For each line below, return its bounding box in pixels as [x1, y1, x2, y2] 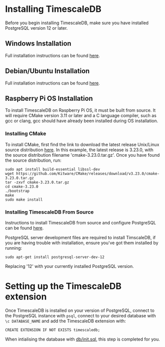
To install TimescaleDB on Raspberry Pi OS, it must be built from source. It [5, 107, 156, 113]
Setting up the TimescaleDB [5, 281, 122, 292]
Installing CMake [5, 130, 46, 137]
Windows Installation [5, 40, 71, 48]
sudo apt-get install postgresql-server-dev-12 [5, 255, 105, 260]
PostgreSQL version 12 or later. [5, 25, 68, 31]
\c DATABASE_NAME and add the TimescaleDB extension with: [5, 318, 126, 324]
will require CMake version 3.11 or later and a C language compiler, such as [5, 113, 157, 119]
